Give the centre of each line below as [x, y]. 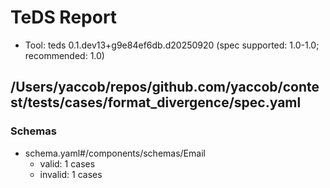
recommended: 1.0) [64, 55]
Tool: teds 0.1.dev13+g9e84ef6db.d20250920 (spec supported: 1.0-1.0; [172, 45]
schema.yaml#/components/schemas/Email [115, 153]
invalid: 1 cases [71, 174]
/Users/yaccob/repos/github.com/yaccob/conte [165, 87]
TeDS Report [64, 17]
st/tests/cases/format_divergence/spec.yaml [156, 102]
